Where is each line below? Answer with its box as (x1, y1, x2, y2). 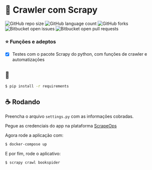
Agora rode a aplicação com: (5, 132, 64, 138)
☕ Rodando (5, 98, 40, 106)
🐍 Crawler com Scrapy (5, 4, 98, 16)
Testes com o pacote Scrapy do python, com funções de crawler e (12, 51, 148, 57)
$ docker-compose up (5, 142, 48, 147)
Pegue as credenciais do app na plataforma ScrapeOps (5, 123, 117, 128)
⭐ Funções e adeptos (5, 38, 56, 45)
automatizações (12, 57, 45, 63)
